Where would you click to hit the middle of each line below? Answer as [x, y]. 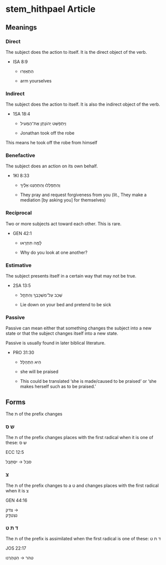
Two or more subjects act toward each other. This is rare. [64, 224]
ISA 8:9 [20, 61]
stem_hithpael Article [50, 9]
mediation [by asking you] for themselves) [63, 200]
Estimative [18, 265]
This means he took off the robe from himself [51, 143]
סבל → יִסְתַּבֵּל [18, 462]
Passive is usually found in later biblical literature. [55, 343]
